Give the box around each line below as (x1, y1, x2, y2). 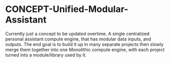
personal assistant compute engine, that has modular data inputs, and (5, 36, 151, 42)
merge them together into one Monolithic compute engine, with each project (5, 46, 165, 52)
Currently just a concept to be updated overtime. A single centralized (5, 30, 150, 36)
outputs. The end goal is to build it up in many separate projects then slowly (5, 41, 164, 47)
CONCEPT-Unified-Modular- (5, 3, 128, 15)
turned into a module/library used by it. (5, 51, 87, 58)
